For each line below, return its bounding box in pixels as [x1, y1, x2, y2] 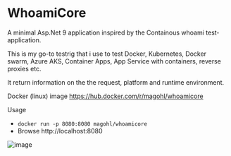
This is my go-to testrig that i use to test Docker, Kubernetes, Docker [7, 49, 206, 58]
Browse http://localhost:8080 [17, 126, 104, 135]
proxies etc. [7, 64, 42, 73]
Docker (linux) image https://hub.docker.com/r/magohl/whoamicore [7, 92, 204, 100]
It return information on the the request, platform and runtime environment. [7, 78, 225, 86]
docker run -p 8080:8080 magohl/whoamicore [17, 120, 148, 128]
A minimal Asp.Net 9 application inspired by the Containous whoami [7, 28, 204, 37]
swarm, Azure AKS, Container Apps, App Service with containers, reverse [7, 56, 222, 65]
